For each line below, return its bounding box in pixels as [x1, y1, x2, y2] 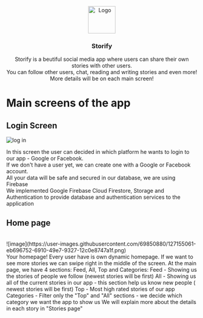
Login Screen [6, 120, 58, 131]
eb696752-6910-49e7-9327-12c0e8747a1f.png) [6, 247, 126, 254]
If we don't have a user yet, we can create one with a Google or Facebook [6, 161, 191, 168]
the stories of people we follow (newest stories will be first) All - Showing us [6, 272, 196, 280]
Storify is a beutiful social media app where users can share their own [15, 55, 189, 63]
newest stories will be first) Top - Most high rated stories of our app [6, 286, 175, 293]
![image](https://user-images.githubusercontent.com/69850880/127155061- [6, 240, 196, 247]
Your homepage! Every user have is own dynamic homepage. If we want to [6, 253, 194, 261]
